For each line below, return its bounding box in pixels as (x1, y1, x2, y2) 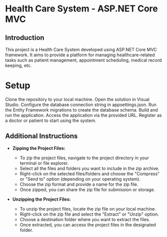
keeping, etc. (5, 63, 32, 68)
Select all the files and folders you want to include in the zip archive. (19, 165, 160, 171)
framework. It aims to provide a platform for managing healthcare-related (5, 52, 155, 58)
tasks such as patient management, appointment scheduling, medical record (5, 57, 162, 63)
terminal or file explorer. (19, 160, 69, 166)
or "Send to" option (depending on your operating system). (19, 176, 141, 182)
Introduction (5, 33, 45, 42)
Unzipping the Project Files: (12, 196, 71, 202)
